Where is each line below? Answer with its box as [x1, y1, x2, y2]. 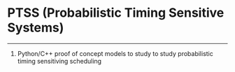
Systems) [7, 20, 64, 36]
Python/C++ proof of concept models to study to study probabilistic [17, 49, 213, 57]
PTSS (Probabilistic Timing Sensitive [7, 5, 225, 21]
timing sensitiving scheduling [17, 57, 102, 65]
